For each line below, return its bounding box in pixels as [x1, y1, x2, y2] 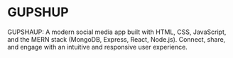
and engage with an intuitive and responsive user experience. [7, 42, 188, 51]
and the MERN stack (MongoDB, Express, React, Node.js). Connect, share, [7, 35, 226, 43]
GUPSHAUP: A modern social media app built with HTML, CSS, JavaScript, [7, 28, 227, 36]
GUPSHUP [7, 4, 69, 21]
